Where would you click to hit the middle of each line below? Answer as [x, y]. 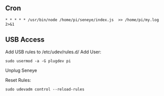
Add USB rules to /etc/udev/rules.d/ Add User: [53, 52]
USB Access [25, 40]
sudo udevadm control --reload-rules [45, 89]
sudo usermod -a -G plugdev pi [38, 61]
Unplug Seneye [21, 70]
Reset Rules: [18, 80]
